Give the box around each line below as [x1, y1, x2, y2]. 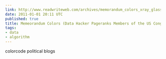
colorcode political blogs [5, 48, 55, 54]
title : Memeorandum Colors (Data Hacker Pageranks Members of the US [5, 21, 152, 26]
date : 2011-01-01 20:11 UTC [5, 12, 63, 17]
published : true [5, 16, 39, 21]
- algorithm [5, 35, 30, 40]
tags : [5, 26, 16, 30]
